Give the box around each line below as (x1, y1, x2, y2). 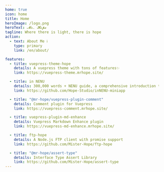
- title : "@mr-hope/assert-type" (9, 151, 78, 155)
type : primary (14, 43, 42, 48)
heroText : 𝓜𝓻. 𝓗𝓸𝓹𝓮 (5, 25, 47, 30)
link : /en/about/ (14, 48, 49, 53)
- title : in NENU (9, 79, 45, 84)
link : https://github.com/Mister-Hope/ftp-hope (14, 142, 112, 147)
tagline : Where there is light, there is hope (5, 30, 102, 35)
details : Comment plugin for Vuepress (14, 101, 93, 106)
